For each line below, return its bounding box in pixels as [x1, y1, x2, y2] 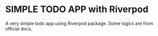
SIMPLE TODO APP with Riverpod [5, 4, 149, 15]
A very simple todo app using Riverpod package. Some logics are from [5, 20, 153, 26]
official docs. [5, 25, 33, 31]
